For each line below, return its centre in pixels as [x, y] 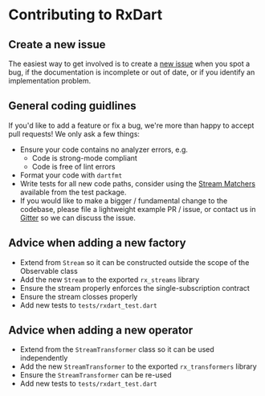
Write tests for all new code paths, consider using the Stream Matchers [137, 183]
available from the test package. [73, 192]
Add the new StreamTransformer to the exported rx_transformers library [138, 366]
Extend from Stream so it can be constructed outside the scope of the [135, 262]
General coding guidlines [72, 106]
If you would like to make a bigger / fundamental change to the [124, 200]
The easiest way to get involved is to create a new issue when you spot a [129, 63]
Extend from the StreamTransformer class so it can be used [117, 349]
